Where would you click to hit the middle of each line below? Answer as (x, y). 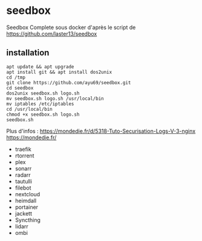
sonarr (23, 168)
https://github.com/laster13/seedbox (52, 33)
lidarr (21, 226)
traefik (23, 149)
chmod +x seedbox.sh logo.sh (43, 114)
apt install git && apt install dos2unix (59, 72)
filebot (23, 188)
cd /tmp (16, 77)
